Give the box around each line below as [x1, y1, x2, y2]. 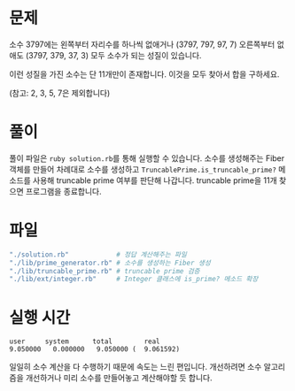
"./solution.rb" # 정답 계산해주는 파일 [9, 249, 188, 259]
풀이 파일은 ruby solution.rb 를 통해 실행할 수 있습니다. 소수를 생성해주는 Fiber [9, 152, 285, 164]
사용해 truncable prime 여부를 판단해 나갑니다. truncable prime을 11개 [32, 174, 277, 186]
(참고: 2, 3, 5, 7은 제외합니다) [9, 88, 111, 98]
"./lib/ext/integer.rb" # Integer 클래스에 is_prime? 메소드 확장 [9, 275, 259, 284]
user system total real [9, 337, 161, 346]
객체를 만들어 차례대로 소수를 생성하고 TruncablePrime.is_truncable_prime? [9, 164, 277, 174]
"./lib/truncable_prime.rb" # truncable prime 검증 [9, 266, 201, 275]
